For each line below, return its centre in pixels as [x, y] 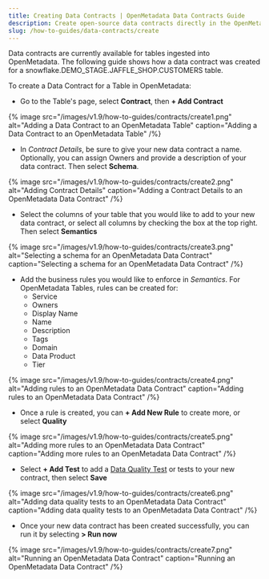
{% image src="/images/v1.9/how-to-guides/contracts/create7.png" [120, 550]
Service [44, 296]
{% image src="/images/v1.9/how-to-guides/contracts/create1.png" [120, 117]
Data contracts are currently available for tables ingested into [109, 54]
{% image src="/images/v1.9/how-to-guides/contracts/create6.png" [121, 493]
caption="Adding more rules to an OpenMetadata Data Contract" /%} [122, 454]
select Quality [43, 421]
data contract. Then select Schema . [79, 167]
